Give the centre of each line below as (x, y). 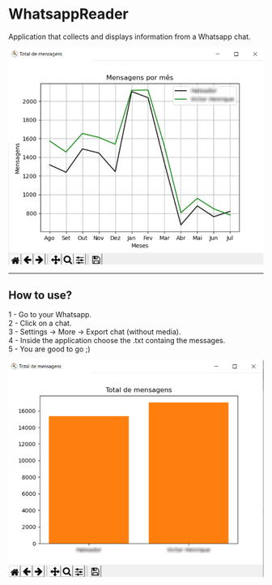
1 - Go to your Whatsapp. (50, 315)
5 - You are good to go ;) (49, 349)
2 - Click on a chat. (40, 323)
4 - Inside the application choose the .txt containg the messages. (117, 341)
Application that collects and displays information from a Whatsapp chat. (130, 37)
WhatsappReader (69, 14)
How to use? (40, 295)
